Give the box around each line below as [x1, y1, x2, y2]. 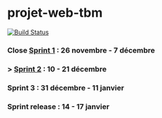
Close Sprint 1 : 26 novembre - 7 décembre [7, 45, 156, 55]
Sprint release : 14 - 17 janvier [7, 101, 110, 111]
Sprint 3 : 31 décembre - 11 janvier [7, 82, 125, 92]
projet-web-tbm [7, 5, 103, 21]
